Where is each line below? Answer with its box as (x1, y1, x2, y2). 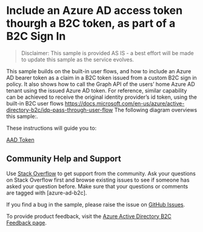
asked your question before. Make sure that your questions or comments (6, 182, 188, 190)
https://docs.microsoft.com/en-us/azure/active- (64, 99, 185, 107)
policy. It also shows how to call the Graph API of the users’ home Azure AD (6, 80, 195, 88)
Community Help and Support (6, 154, 121, 164)
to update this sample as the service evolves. (21, 56, 135, 63)
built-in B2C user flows (6, 99, 64, 107)
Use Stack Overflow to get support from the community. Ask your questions (6, 170, 196, 177)
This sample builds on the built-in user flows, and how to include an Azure (6, 67, 191, 75)
